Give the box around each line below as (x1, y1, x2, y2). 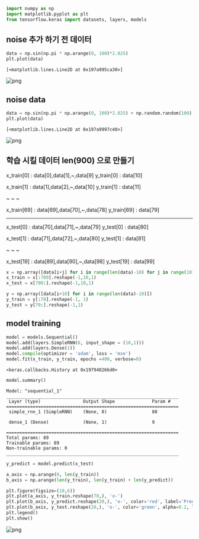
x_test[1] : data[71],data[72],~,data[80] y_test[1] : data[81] (6, 234, 146, 242)
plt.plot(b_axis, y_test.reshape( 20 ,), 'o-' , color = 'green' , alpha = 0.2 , (6, 505, 190, 511)
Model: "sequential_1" (6, 388, 62, 394)
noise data (6, 94, 46, 104)
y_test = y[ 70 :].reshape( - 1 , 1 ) (6, 302, 84, 308)
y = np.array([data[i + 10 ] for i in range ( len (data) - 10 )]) (6, 291, 152, 297)
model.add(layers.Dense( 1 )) (6, 345, 76, 351)
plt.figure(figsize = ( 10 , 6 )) (6, 487, 76, 494)
